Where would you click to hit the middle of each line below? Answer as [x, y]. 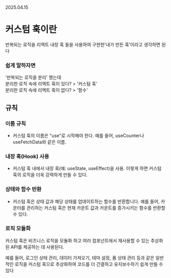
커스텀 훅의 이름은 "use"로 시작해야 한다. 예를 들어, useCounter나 [78, 135]
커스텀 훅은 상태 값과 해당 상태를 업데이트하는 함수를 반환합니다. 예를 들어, [86, 201]
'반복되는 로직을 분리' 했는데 [33, 77]
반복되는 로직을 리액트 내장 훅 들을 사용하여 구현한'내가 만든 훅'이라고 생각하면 [83, 44]
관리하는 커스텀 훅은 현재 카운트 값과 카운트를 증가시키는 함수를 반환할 [96, 208]
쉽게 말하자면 [20, 65]
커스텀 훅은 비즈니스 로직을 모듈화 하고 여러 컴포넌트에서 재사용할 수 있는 [77, 240]
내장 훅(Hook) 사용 [27, 156]
